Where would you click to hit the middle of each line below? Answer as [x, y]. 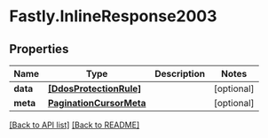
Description [180, 74]
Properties [39, 49]
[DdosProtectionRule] [95, 88]
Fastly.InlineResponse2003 [113, 16]
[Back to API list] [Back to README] [75, 125]
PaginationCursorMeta [97, 103]
